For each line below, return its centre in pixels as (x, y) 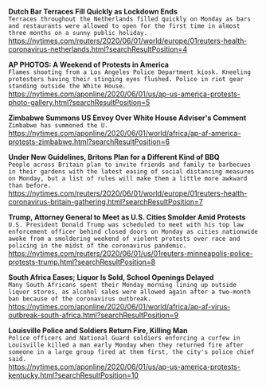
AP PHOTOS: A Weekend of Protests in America (89, 64)
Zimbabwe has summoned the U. (59, 126)
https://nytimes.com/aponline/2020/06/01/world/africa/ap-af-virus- (119, 307)
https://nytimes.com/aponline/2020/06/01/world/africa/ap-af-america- (125, 133)
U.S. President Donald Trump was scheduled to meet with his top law (126, 225)
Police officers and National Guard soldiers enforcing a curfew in (124, 338)
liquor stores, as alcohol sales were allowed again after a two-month (129, 292)
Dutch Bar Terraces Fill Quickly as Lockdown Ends (93, 12)
